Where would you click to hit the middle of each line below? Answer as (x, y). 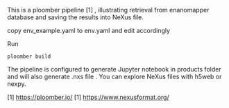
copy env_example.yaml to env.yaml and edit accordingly (89, 31)
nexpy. (17, 84)
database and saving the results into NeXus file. (76, 17)
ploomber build (29, 56)
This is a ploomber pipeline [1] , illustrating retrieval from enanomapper (108, 10)
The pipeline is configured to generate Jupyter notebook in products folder (114, 69)
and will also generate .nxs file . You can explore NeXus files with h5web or (114, 76)
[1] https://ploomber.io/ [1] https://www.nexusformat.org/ (88, 97)
